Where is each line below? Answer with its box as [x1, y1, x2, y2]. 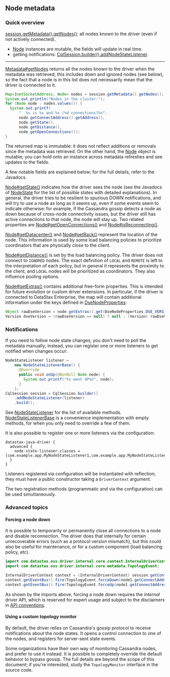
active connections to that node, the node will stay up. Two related [5, 216, 144, 222]
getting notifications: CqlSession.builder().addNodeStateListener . [12, 51, 149, 57]
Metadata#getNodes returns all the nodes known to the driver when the [5, 66, 155, 72]
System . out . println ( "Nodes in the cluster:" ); [5, 96, 105, 102]
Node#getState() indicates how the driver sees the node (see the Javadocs [5, 184, 162, 190]
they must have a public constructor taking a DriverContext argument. [5, 476, 152, 482]
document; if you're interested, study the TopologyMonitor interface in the [5, 661, 158, 667]
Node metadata [5, 4, 55, 13]
